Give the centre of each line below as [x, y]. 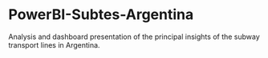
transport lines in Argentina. [54, 44]
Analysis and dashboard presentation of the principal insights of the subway [134, 37]
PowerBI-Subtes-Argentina [101, 15]
